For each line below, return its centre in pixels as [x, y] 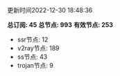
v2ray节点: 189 [38, 48]
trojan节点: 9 [35, 65]
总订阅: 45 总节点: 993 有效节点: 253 [60, 25]
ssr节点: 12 [33, 39]
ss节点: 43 [32, 57]
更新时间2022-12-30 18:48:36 [50, 10]
